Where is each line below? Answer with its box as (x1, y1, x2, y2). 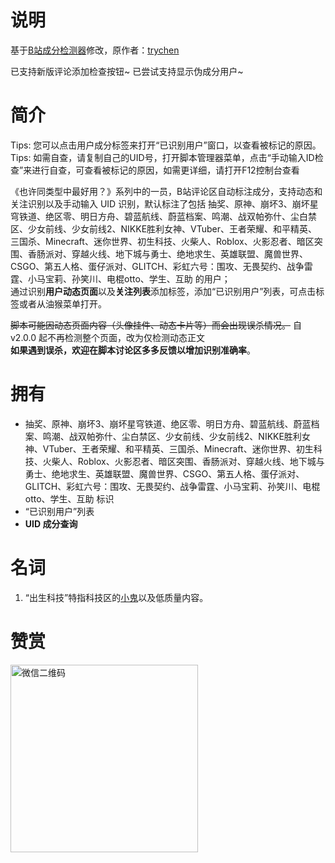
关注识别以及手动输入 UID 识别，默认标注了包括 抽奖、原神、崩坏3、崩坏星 (10, 197, 319, 210)
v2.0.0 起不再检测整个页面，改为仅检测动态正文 (10, 331, 206, 343)
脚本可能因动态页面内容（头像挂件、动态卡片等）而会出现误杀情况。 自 (10, 319, 302, 331)
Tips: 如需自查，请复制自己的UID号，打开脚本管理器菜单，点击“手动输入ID (10, 151, 315, 163)
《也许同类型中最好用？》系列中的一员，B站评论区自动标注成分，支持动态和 (10, 185, 323, 197)
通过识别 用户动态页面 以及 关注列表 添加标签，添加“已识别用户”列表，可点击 (10, 285, 317, 297)
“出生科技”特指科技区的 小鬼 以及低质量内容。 (24, 591, 209, 603)
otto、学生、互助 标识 (24, 492, 115, 505)
